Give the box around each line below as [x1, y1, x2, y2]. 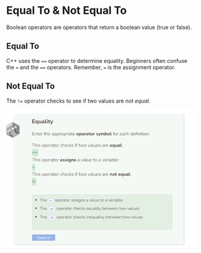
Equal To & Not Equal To [6, 4, 127, 18]
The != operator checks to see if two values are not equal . [6, 97, 150, 104]
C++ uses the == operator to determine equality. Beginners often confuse [6, 57, 188, 64]
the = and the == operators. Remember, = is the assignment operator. [6, 63, 176, 71]
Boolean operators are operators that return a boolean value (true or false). [6, 24, 193, 31]
